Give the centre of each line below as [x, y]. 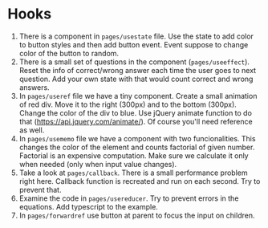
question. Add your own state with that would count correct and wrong [136, 79]
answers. [34, 87]
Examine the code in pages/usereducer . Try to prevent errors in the [129, 198]
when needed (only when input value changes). [98, 164]
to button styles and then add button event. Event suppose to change [134, 44]
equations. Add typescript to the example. [88, 206]
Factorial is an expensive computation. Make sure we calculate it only [134, 155]
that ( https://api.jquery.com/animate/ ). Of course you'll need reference [136, 121]
